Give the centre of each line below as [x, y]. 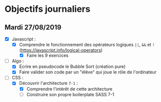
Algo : [18, 61]
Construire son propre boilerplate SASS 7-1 [70, 94]
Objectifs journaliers [48, 9]
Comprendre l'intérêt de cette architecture [69, 89]
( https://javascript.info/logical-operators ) [61, 50]
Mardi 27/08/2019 [33, 27]
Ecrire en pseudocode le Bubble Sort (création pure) [72, 67]
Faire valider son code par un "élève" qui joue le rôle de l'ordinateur [88, 72]
